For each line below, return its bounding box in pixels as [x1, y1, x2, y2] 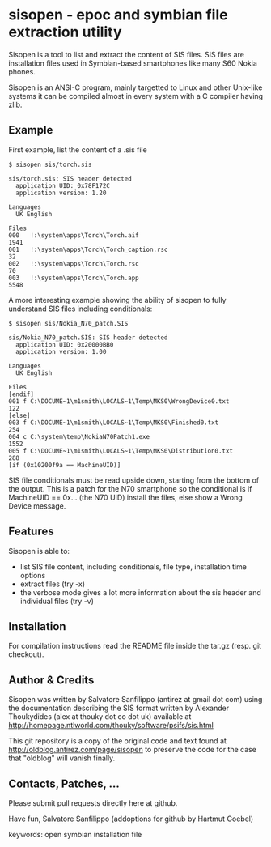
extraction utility [8, 23, 123, 41]
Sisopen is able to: [8, 546, 70, 555]
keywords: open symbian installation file [8, 830, 142, 839]
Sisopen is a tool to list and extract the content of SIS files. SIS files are [8, 49, 245, 59]
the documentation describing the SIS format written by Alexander [8, 703, 230, 713]
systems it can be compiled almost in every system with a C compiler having [8, 91, 264, 100]
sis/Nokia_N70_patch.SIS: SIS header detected [8, 334, 168, 342]
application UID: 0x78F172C [15, 181, 111, 189]
